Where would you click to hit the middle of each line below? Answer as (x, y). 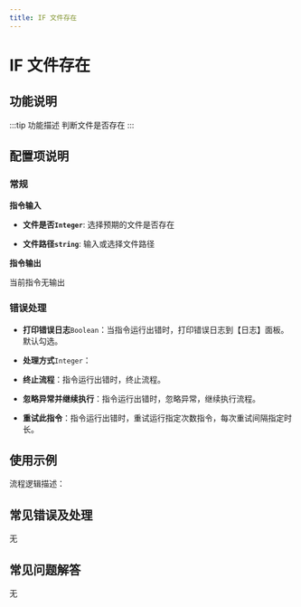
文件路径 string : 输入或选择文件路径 (89, 244)
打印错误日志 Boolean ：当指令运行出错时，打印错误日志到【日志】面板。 (155, 329)
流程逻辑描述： (37, 484)
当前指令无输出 (37, 282)
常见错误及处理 (51, 515)
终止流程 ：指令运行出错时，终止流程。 (94, 379)
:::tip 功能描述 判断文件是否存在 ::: (72, 125)
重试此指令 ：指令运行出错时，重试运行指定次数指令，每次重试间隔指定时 (157, 418)
